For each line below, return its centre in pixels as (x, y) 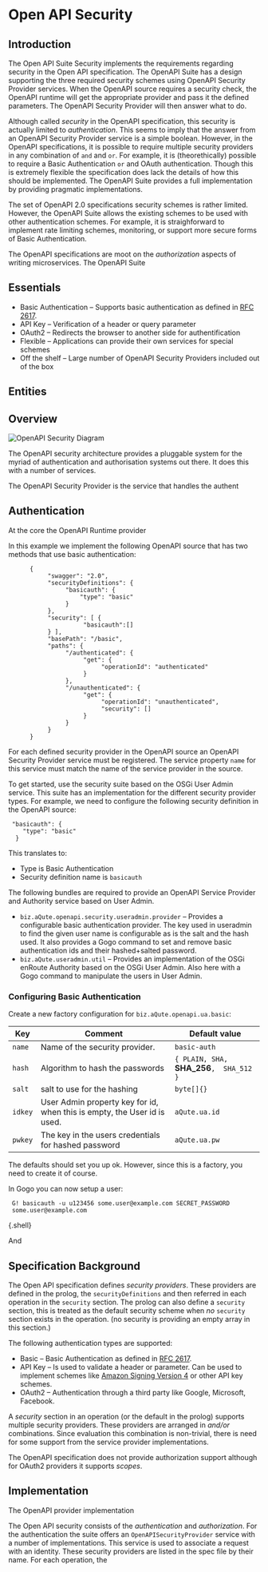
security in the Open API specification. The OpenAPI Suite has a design (125, 72)
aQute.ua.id (197, 1112)
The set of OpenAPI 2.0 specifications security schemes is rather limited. (128, 205)
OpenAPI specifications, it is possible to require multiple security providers (131, 147)
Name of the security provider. (98, 1047)
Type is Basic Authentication (67, 868)
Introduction (40, 44)
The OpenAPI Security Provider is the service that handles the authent (124, 486)
